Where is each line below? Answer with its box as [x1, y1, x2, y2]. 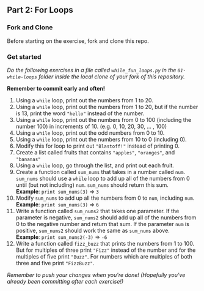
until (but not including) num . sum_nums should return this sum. [15, 181, 169, 189]
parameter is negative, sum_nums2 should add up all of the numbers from [15, 214, 197, 221]
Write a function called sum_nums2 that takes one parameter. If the [15, 207, 180, 214]
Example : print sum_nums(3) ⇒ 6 [15, 200, 100, 208]
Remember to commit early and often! [7, 85, 106, 92]
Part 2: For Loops [7, 5, 74, 15]
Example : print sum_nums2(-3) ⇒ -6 [15, 233, 107, 241]
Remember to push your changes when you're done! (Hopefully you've [7, 271, 186, 278]
